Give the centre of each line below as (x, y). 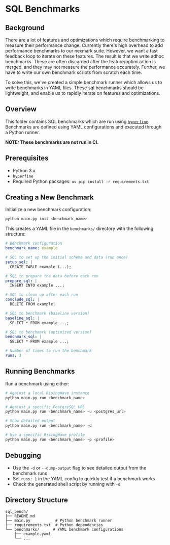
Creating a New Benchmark (49, 198)
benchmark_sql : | (24, 337)
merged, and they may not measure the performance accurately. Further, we (85, 67)
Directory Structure (37, 500)
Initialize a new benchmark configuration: (48, 210)
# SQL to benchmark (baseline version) (47, 313)
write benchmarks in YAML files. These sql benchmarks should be (74, 88)
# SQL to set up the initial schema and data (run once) (67, 257)
